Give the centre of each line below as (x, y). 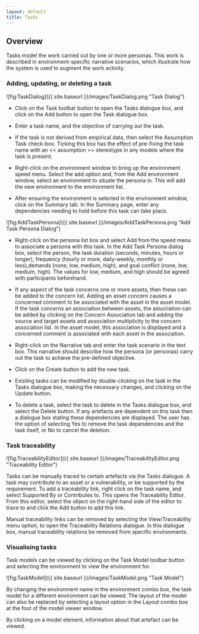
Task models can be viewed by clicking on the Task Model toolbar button (96, 560)
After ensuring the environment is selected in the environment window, (101, 198)
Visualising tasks (31, 547)
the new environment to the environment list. (70, 186)
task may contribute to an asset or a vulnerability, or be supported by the (95, 482)
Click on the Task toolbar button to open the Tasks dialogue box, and (99, 108)
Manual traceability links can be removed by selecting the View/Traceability (99, 519)
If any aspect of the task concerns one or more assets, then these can (101, 289)
